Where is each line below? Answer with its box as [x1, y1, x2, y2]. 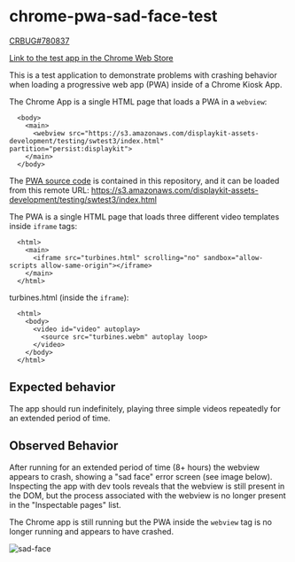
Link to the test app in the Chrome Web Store [9, 52, 175, 63]
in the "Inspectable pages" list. [9, 499, 121, 510]
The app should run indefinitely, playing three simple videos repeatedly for [9, 403, 281, 413]
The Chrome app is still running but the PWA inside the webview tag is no [9, 516, 273, 527]
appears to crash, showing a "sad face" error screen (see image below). [9, 471, 273, 481]
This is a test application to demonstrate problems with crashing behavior [9, 69, 277, 81]
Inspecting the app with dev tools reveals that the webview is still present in [9, 481, 285, 491]
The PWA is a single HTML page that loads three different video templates [9, 211, 280, 222]
